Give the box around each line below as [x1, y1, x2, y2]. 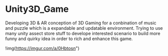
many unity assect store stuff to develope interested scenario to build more [5, 30, 160, 36]
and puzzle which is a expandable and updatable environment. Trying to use [5, 25, 163, 31]
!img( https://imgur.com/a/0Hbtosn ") [5, 45, 80, 51]
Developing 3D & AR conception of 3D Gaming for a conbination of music [5, 20, 156, 26]
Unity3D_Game [5, 3, 69, 15]
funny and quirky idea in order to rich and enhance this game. [5, 36, 133, 42]
